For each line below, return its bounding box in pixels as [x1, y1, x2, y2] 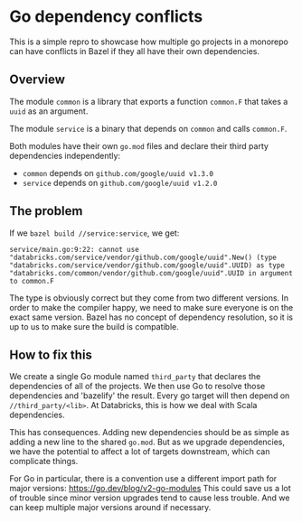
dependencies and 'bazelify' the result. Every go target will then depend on [9, 390, 290, 401]
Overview [9, 72, 66, 88]
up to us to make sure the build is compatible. [9, 321, 179, 331]
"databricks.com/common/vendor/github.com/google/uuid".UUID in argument [9, 268, 294, 277]
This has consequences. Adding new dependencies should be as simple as [9, 427, 290, 438]
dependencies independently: [9, 150, 120, 161]
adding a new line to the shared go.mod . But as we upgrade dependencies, [9, 436, 286, 448]
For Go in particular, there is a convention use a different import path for [9, 473, 278, 484]
